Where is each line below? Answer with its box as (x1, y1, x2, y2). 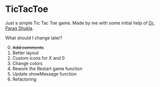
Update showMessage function (12, 71, 77, 77)
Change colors (12, 60, 43, 66)
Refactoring (12, 76, 37, 82)
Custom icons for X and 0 (12, 55, 65, 61)
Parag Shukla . (5, 25, 34, 31)
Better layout (12, 50, 39, 56)
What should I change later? (5, 35, 63, 41)
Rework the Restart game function (12, 66, 83, 72)
